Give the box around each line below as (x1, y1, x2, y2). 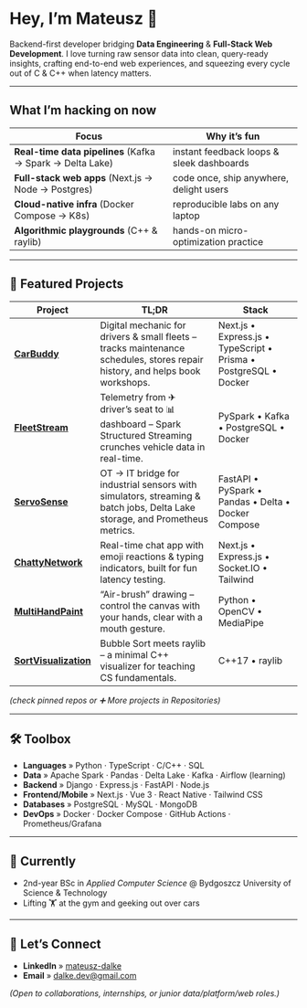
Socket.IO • (217, 561, 268, 574)
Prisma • (217, 353, 256, 366)
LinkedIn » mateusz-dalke (22, 960, 122, 971)
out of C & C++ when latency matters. (9, 68, 153, 79)
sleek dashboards (172, 156, 249, 169)
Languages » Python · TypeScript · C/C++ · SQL (22, 760, 205, 771)
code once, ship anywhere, (172, 171, 290, 184)
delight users (172, 183, 229, 196)
